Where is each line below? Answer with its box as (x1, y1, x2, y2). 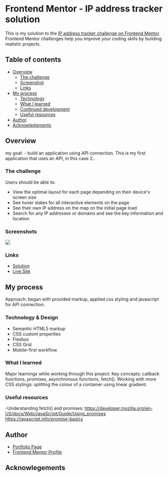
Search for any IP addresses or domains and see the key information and (12, 210, 163, 216)
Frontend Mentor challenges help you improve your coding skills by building (5, 36, 162, 42)
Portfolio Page (12, 443, 42, 449)
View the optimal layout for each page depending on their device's (12, 189, 150, 195)
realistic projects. (5, 41, 41, 47)
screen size (12, 194, 37, 200)
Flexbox (12, 336, 29, 342)
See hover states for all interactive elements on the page (12, 199, 129, 206)
